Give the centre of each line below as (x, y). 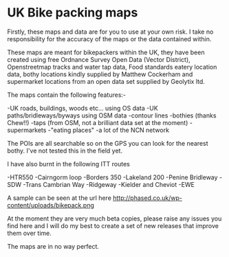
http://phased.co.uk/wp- (147, 198)
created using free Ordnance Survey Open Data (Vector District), (99, 59)
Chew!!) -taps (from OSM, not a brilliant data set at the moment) (98, 122)
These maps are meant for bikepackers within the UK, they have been (106, 52)
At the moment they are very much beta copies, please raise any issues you (115, 219)
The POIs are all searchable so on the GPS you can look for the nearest (108, 143)
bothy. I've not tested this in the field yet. (65, 150)
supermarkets (27, 130)
